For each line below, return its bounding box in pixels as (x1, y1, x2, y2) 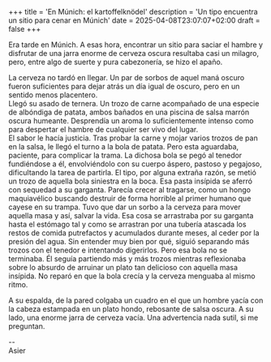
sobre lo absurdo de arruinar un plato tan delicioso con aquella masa (8, 263, 238, 272)
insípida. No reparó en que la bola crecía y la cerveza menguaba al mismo (8, 271, 256, 281)
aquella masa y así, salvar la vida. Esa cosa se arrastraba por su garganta (8, 211, 254, 220)
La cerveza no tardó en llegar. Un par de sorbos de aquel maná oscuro (8, 73, 245, 82)
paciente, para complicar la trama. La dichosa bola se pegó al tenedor (8, 150, 243, 160)
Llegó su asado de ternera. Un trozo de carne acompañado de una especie (8, 99, 260, 108)
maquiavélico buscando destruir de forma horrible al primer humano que (8, 194, 252, 203)
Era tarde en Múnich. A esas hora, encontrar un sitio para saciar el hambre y (8, 40, 264, 50)
